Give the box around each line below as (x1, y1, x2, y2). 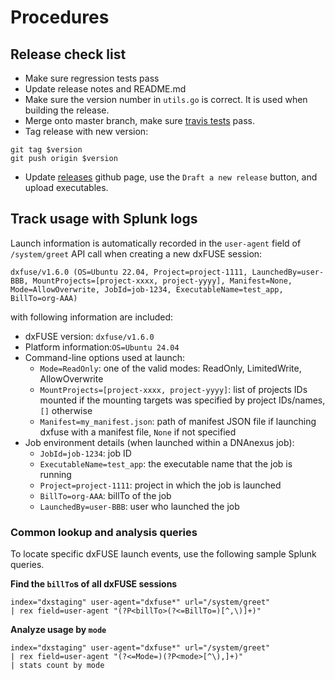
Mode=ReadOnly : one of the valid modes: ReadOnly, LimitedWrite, (39, 362, 302, 374)
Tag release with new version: (24, 126, 149, 137)
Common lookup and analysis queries (10, 525, 198, 539)
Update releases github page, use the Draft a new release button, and (24, 171, 318, 183)
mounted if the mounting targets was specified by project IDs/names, (39, 394, 326, 406)
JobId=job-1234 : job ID (39, 447, 132, 459)
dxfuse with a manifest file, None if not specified (39, 426, 237, 438)
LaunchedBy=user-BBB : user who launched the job (39, 500, 240, 512)
